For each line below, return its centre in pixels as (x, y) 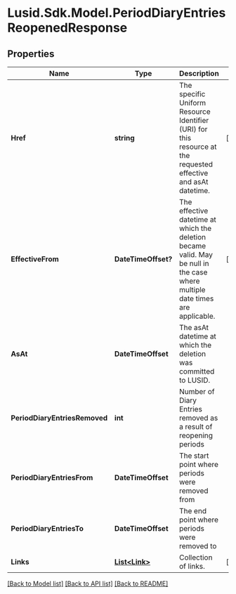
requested (196, 164)
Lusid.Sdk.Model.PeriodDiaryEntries (117, 13)
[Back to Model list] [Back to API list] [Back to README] (88, 583)
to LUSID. (195, 380)
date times (196, 298)
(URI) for (193, 129)
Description (199, 73)
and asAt (194, 182)
